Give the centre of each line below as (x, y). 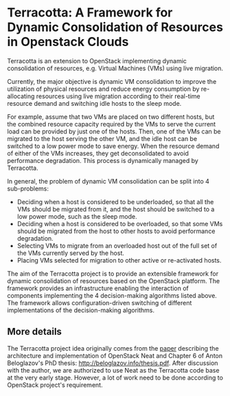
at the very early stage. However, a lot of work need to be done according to (115, 377)
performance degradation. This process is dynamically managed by (103, 160)
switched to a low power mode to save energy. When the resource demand (113, 146)
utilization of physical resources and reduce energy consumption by (103, 89)
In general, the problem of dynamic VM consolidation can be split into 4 (108, 181)
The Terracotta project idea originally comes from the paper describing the (113, 348)
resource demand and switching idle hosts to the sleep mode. (94, 103)
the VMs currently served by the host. (71, 253)
